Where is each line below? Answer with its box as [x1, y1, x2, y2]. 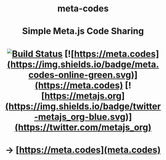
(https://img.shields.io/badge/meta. [7, 59, 159, 70]
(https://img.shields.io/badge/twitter [5, 101, 161, 112]
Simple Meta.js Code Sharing [22, 26, 144, 37]
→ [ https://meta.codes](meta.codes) [5, 144, 161, 156]
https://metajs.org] [44, 90, 125, 101]
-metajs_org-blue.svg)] [34, 111, 132, 122]
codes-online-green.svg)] [28, 69, 138, 80]
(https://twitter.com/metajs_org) [14, 121, 152, 133]
